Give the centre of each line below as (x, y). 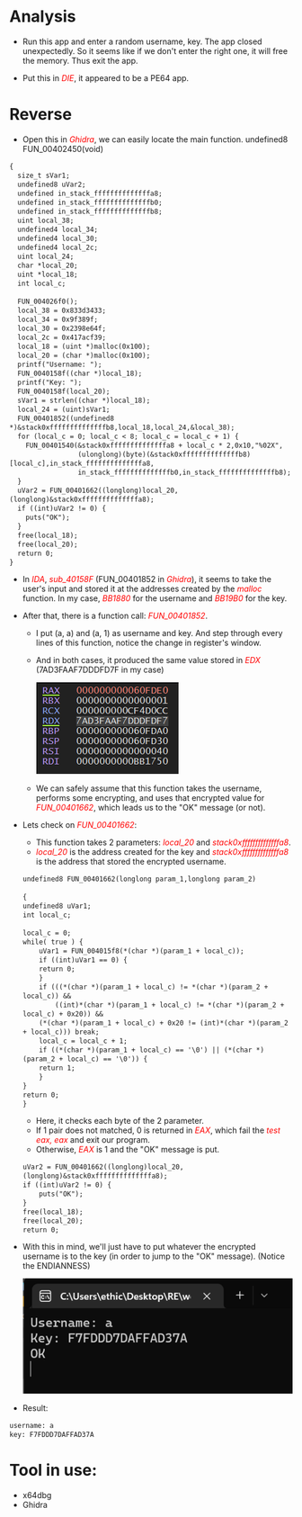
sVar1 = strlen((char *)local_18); (84, 400)
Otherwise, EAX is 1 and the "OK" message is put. (128, 1149)
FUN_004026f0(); (48, 301)
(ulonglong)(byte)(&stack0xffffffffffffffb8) (164, 454)
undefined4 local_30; (58, 238)
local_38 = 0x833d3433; (62, 310)
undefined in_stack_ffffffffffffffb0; (90, 202)
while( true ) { (53, 942)
